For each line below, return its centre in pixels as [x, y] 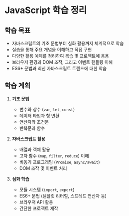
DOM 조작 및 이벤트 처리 [43, 168]
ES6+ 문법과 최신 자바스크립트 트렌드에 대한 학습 [59, 68]
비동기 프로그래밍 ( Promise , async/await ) [60, 162]
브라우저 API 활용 [36, 202]
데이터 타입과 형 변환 [39, 115]
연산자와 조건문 [34, 122]
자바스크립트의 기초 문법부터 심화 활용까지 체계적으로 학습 [68, 43]
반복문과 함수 [32, 128]
